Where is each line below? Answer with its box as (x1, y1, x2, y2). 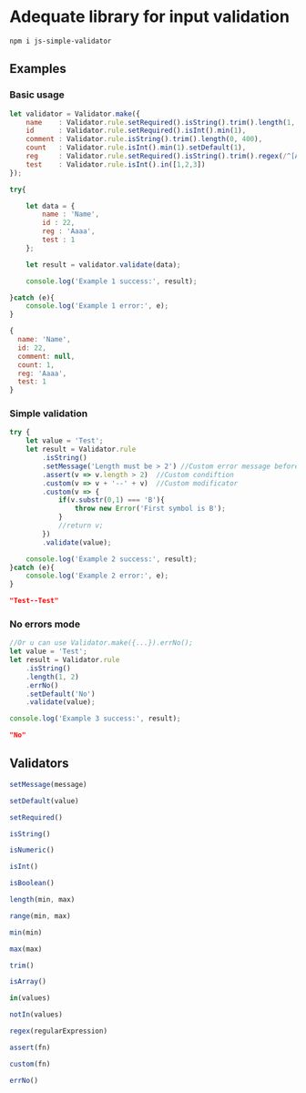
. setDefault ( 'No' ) (25, 690, 96, 699)
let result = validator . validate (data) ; (25, 260, 181, 270)
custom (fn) (9, 1059, 51, 1068)
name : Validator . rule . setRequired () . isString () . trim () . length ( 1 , (25, 117, 296, 127)
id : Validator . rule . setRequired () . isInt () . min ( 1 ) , (25, 126, 247, 136)
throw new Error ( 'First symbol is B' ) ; (74, 504, 226, 514)
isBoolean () (9, 879, 55, 888)
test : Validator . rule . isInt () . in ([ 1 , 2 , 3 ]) (25, 159, 206, 169)
